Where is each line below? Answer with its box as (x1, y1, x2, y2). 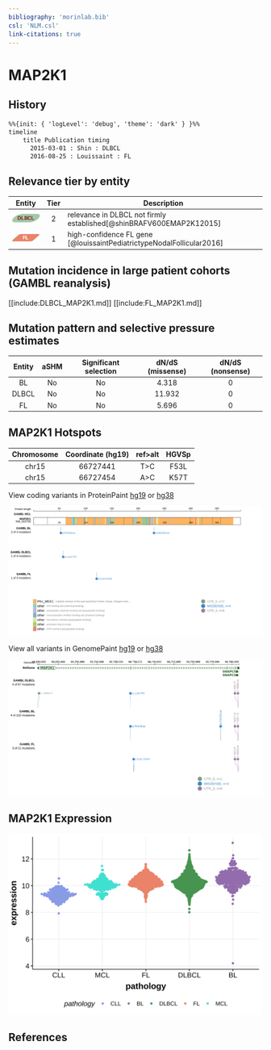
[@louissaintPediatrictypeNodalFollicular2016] (67, 238, 223, 248)
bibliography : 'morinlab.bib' (8, 13, 110, 21)
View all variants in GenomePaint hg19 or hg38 (8, 643, 164, 653)
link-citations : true (8, 30, 81, 38)
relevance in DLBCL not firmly (67, 210, 167, 220)
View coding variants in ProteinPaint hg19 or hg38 (8, 491, 175, 500)
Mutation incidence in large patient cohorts (8, 264, 231, 278)
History (8, 98, 47, 111)
